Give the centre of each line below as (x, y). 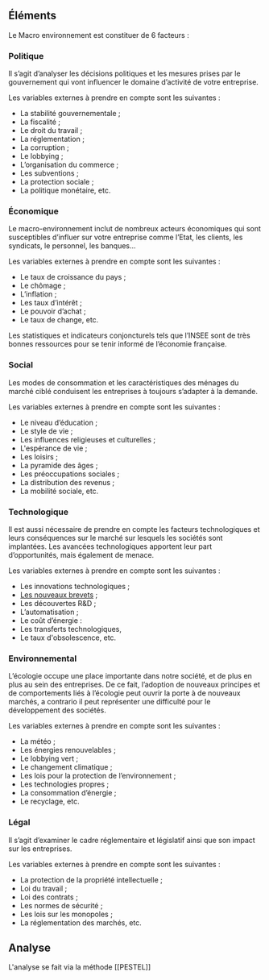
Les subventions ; (49, 173)
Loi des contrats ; (49, 897)
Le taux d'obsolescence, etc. (68, 637)
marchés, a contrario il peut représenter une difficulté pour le (110, 702)
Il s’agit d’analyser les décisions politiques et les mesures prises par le (124, 73)
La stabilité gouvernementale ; (70, 114)
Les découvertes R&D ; (58, 603)
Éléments (33, 16)
